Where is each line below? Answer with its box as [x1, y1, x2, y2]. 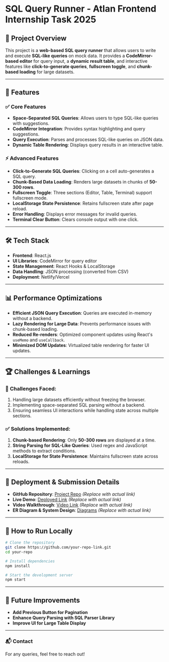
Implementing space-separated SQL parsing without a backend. [12, 402, 145, 408]
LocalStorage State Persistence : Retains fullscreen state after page [12, 200, 154, 206]
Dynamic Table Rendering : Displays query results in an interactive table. [12, 142, 163, 148]
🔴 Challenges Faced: [5, 385, 57, 392]
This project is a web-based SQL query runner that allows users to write [5, 48, 156, 53]
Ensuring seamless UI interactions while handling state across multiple [12, 408, 159, 414]
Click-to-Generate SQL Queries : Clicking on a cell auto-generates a [12, 168, 154, 174]
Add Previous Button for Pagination [12, 609, 88, 615]
